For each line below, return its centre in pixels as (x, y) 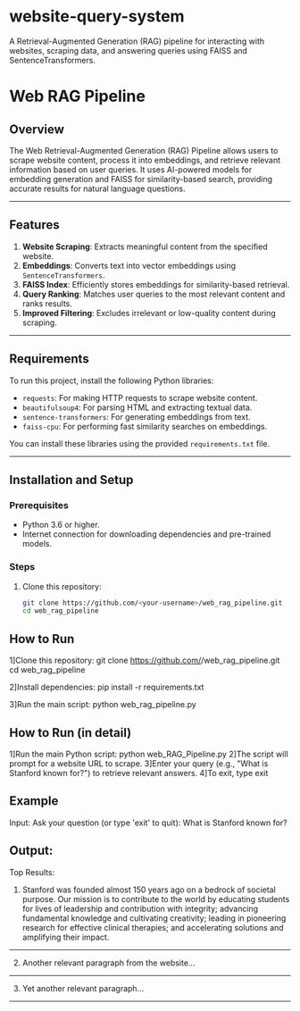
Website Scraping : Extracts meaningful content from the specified (145, 246)
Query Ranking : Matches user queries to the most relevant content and (154, 294)
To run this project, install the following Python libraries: (112, 380)
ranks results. (47, 303)
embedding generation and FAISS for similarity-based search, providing (141, 179)
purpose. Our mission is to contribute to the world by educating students (156, 898)
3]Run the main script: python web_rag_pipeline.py (103, 705)
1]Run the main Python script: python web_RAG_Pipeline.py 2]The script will (149, 754)
